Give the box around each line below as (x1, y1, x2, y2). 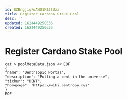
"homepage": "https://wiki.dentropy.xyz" (5, 83, 90, 88)
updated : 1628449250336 (5, 20, 53, 26)
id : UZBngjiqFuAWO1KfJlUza (5, 7, 60, 12)
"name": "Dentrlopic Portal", (5, 71, 66, 75)
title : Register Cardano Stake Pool (5, 12, 79, 16)
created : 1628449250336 (5, 25, 53, 30)
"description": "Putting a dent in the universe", (5, 74, 110, 80)
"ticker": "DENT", (5, 79, 42, 84)
